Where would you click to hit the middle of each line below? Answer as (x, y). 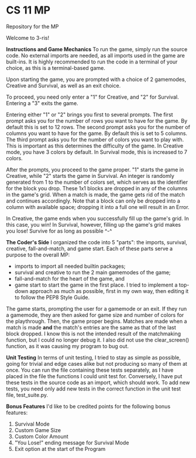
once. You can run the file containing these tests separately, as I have (90, 370)
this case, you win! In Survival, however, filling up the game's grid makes (94, 224)
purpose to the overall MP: (38, 255)
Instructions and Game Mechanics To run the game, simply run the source (97, 49)
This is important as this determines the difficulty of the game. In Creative (95, 146)
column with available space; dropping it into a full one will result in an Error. (98, 207)
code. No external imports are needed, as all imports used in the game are (96, 55)
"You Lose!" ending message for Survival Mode (72, 442)
